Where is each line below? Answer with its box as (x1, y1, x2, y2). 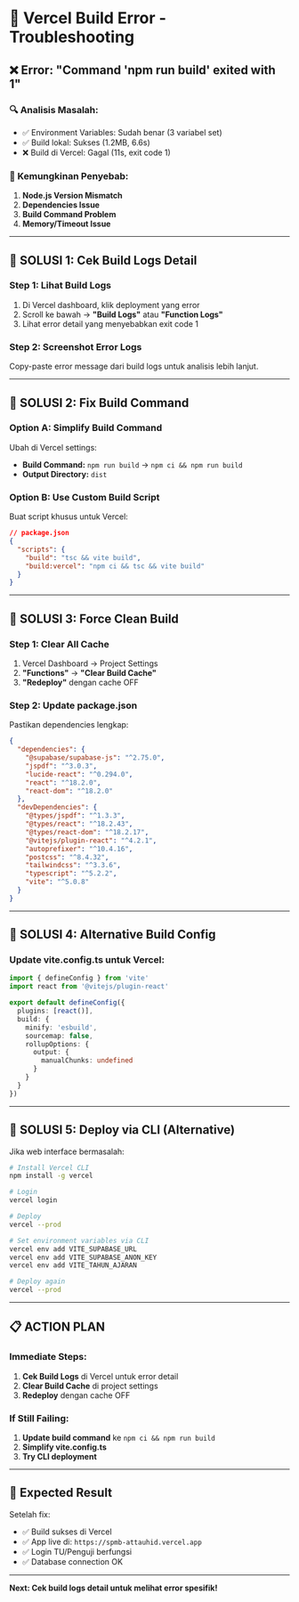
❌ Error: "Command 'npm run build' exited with (9, 62, 276, 77)
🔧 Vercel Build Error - (9, 8, 167, 28)
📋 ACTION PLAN (9, 1320, 105, 1335)
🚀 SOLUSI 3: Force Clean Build (9, 611, 180, 626)
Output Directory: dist (21, 468, 108, 479)
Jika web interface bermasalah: (9, 1146, 125, 1157)
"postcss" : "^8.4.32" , (25, 852, 109, 862)
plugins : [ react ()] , (17, 1006, 93, 1016)
